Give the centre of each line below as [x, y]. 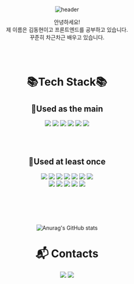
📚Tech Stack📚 [67, 82]
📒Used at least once [67, 162]
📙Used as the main [67, 109]
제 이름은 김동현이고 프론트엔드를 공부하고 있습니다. [67, 30]
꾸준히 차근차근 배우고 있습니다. [67, 37]
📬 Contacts [67, 253]
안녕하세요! [67, 22]
